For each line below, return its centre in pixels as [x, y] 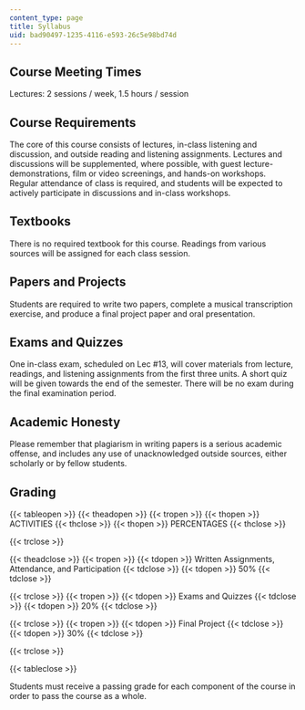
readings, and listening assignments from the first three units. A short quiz [148, 374]
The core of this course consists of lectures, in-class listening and [133, 144]
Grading [33, 492]
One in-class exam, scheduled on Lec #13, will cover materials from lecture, [152, 364]
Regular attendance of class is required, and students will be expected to [146, 183]
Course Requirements [73, 123]
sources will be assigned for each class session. [100, 253]
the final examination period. [63, 393]
